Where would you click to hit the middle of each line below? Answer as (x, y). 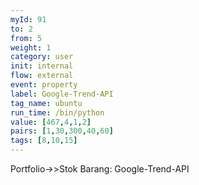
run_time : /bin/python (57, 112)
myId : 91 (28, 19)
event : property (44, 85)
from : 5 (26, 38)
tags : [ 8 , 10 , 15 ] (44, 141)
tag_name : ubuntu (46, 103)
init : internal (42, 66)
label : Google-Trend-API (62, 94)
